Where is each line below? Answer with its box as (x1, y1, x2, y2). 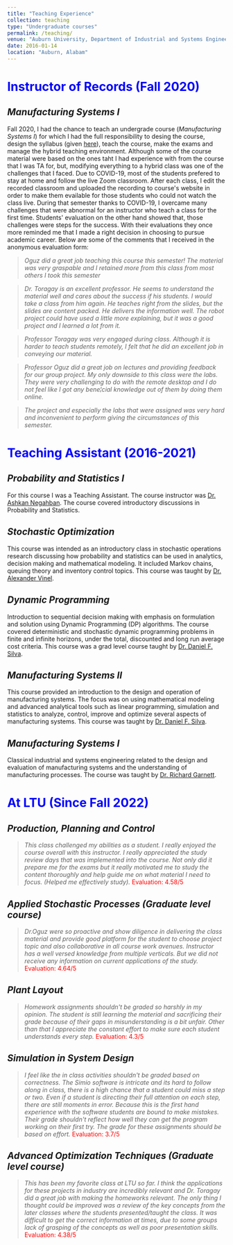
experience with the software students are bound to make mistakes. (24, 1108, 220, 1116)
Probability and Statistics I (7, 473, 125, 485)
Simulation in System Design (7, 1053, 135, 1064)
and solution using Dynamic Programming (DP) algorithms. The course (7, 619, 209, 628)
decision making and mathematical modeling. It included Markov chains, (7, 559, 214, 567)
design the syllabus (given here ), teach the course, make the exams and (7, 140, 214, 148)
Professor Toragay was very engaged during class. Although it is (24, 335, 211, 343)
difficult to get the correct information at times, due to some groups (24, 1216, 218, 1224)
